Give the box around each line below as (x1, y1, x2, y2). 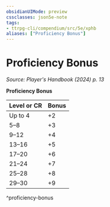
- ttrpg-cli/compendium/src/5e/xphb (6, 25, 96, 31)
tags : (6, 20, 20, 26)
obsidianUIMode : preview (6, 8, 67, 15)
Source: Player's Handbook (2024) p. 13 (6, 76, 105, 83)
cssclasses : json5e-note (6, 14, 67, 20)
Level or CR (9, 101, 43, 110)
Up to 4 (9, 112, 30, 120)
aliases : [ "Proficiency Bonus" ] (6, 31, 86, 37)
